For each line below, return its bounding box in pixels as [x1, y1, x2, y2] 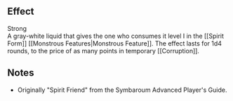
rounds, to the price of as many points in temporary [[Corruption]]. [7, 46, 200, 55]
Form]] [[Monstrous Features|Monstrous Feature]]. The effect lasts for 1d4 [7, 39, 222, 48]
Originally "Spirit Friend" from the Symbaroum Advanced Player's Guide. [17, 86, 227, 94]
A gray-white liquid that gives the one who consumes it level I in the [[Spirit [7, 32, 225, 40]
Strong [7, 24, 27, 32]
